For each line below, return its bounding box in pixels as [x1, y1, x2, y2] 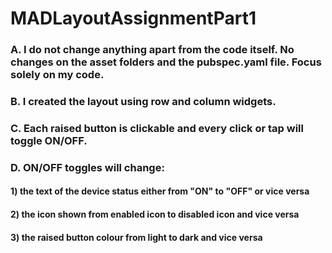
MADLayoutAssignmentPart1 [10, 7, 257, 30]
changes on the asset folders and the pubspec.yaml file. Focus [10, 55, 322, 69]
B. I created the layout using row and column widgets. [10, 95, 277, 109]
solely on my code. [10, 68, 105, 82]
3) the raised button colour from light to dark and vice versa [10, 231, 263, 243]
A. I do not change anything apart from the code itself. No [10, 43, 295, 57]
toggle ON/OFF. [10, 133, 88, 147]
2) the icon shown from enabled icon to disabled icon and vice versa [10, 208, 300, 221]
